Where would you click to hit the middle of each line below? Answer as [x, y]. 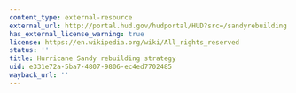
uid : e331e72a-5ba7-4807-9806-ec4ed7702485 [91, 67]
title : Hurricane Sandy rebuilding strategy [93, 58]
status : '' [29, 50]
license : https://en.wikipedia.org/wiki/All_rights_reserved [125, 42]
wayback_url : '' [39, 75]
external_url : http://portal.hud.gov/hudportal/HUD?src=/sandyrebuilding [148, 26]
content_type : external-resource [71, 17]
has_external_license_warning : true [77, 34]
